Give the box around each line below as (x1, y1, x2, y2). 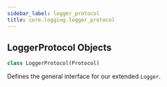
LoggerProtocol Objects (7, 42, 112, 53)
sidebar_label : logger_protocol (7, 10, 100, 17)
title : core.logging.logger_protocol (7, 16, 115, 23)
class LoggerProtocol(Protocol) (7, 60, 100, 67)
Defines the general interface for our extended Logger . (7, 73, 162, 81)
